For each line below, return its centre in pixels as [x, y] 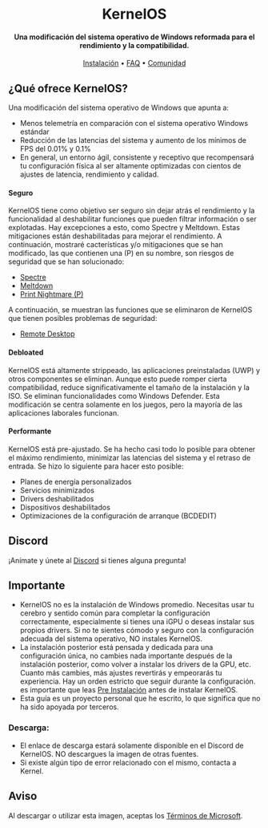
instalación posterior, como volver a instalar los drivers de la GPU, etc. [135, 664]
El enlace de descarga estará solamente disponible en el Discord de [132, 745]
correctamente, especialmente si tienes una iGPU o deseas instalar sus [137, 622]
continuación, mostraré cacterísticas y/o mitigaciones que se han [116, 245]
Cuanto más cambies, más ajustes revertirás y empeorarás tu [121, 673]
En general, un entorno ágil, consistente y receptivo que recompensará [137, 157]
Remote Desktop [47, 334]
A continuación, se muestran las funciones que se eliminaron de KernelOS [130, 310]
